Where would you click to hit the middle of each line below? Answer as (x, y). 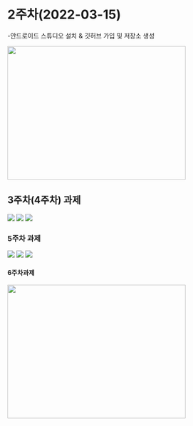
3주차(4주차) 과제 (44, 200)
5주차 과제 (24, 238)
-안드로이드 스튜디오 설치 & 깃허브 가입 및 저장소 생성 (81, 36)
